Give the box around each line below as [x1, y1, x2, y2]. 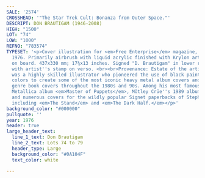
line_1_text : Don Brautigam [12, 134, 84, 141]
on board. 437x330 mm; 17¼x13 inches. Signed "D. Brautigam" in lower [12, 60, 195, 66]
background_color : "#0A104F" [12, 151, 86, 157]
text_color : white [12, 157, 59, 163]
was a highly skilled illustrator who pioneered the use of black [12, 72, 184, 78]
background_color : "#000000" [6, 105, 81, 112]
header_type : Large [12, 145, 62, 152]
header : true [6, 123, 40, 129]
